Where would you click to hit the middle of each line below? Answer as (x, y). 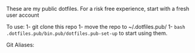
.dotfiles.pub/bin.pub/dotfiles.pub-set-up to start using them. (87, 33)
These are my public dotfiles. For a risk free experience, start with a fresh (98, 9)
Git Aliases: (20, 45)
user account (23, 15)
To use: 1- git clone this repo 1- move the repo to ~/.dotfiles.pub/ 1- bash (96, 27)
